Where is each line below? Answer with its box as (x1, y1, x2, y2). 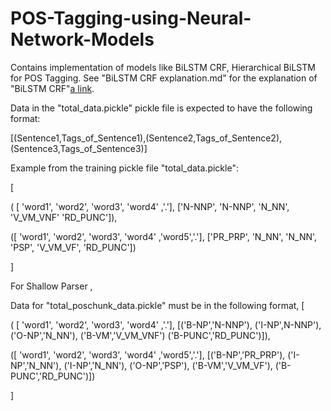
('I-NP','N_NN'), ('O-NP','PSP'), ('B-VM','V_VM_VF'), (63, 359, 273, 371)
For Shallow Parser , (10, 280, 93, 292)
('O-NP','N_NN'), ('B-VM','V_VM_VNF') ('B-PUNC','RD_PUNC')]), (10, 329, 271, 341)
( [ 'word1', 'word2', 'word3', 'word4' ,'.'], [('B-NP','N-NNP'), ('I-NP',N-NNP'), (10, 318, 322, 331)
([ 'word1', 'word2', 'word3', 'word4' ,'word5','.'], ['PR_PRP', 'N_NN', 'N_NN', (10, 230, 318, 242)
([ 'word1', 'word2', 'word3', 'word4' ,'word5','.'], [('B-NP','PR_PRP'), (10, 348, 286, 361)
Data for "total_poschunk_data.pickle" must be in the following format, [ (10, 299, 305, 311)
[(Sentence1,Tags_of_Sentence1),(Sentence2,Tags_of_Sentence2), (10, 132, 283, 144)
